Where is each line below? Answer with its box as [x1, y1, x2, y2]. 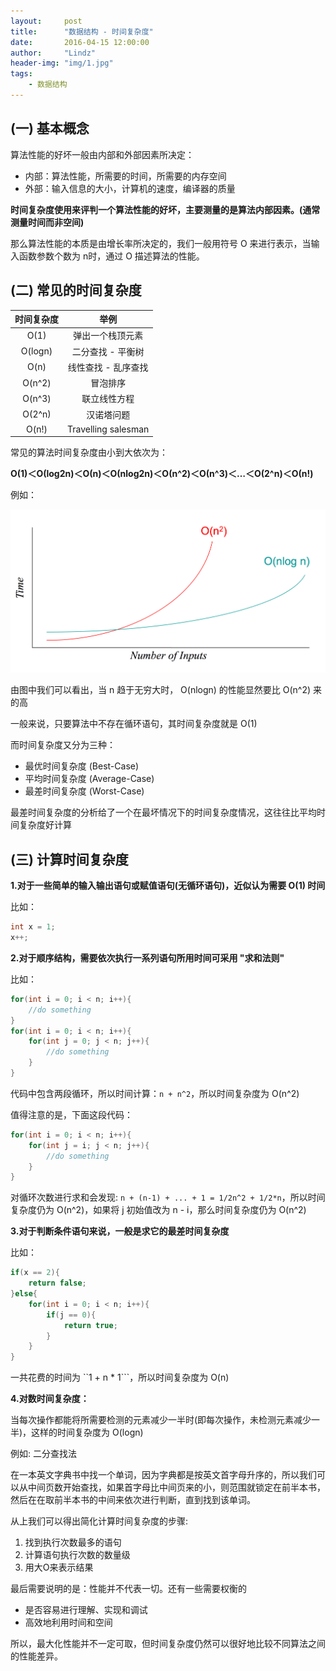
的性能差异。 [10, 1650, 63, 1662]
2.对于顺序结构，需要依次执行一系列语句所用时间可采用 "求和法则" [10, 951, 285, 964]
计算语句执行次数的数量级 [24, 1549, 131, 1561]
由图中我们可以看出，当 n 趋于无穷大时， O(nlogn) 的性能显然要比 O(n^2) [10, 684, 312, 696]
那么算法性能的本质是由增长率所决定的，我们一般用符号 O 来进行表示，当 [10, 237, 312, 249]
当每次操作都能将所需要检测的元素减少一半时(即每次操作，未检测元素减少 [10, 1414, 312, 1426]
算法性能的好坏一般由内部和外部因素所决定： [10, 148, 195, 160]
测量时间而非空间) [10, 216, 85, 228]
